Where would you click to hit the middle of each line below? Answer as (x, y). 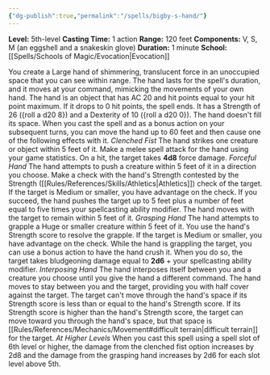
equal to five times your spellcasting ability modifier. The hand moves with (131, 209)
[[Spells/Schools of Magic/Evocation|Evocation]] (89, 56)
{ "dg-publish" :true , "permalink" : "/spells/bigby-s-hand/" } (108, 16)
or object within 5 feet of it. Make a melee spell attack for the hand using (129, 149)
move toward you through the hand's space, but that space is (110, 321)
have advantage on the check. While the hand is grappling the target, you (130, 243)
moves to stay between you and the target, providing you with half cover (129, 286)
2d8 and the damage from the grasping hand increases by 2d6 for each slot (134, 355)
